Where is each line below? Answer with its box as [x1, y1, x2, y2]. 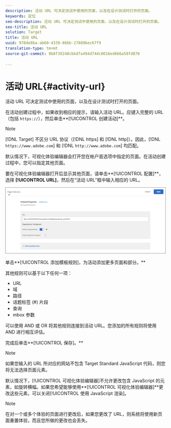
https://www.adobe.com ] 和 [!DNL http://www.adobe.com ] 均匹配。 [5, 142, 141, 149]
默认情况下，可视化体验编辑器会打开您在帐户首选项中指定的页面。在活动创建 [5, 153, 166, 160]
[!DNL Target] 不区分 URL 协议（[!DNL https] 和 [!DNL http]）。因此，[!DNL [5, 136, 161, 142]
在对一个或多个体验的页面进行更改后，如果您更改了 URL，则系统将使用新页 [5, 411, 163, 417]
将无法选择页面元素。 [5, 367, 50, 373]
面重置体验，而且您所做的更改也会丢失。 [5, 417, 90, 423]
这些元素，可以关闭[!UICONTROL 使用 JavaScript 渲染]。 [9, 390, 129, 396]
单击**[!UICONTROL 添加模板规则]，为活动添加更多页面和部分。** [5, 260, 146, 266]
